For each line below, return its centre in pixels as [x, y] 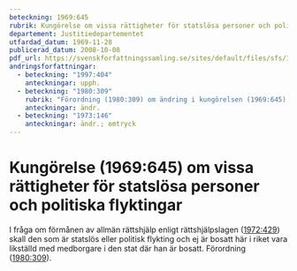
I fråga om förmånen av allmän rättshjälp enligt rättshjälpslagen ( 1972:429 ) [145, 230]
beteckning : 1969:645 [49, 17]
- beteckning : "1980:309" [65, 91]
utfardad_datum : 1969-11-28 [61, 42]
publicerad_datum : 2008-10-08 [65, 50]
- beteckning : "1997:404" [65, 75]
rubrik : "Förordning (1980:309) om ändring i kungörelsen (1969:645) [156, 99]
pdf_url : [25, 58]
